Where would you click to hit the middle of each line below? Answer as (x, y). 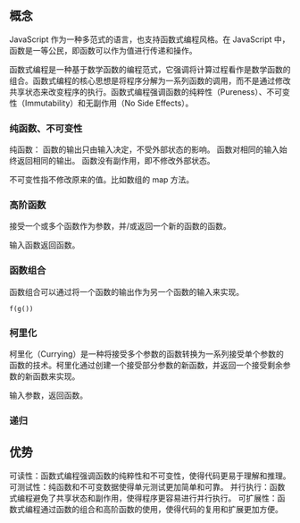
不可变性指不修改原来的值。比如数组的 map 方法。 (102, 180)
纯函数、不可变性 (46, 128)
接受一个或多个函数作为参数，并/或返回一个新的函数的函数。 (121, 226)
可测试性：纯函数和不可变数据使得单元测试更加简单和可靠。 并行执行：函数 (147, 486)
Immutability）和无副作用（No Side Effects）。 (109, 103)
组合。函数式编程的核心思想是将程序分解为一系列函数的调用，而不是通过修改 (150, 80)
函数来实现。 (56, 376)
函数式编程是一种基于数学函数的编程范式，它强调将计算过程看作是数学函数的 (150, 69)
